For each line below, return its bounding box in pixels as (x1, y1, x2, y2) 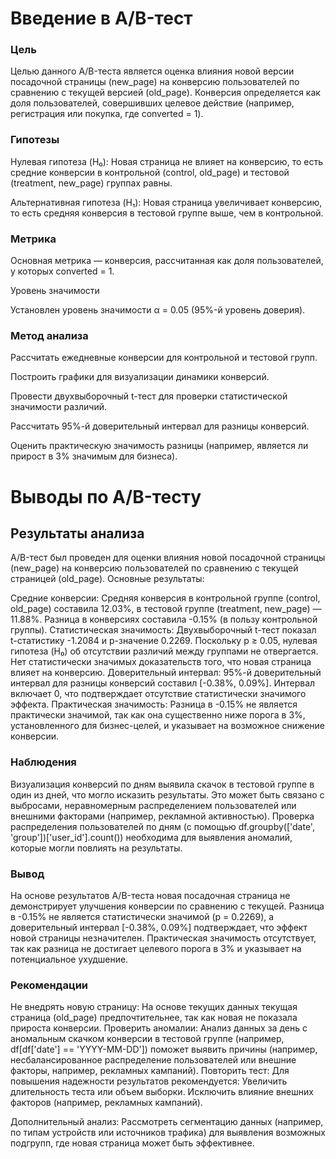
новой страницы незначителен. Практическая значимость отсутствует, (10, 932, 317, 944)
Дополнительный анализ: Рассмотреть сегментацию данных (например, (10, 1116, 324, 1128)
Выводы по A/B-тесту (10, 485, 202, 508)
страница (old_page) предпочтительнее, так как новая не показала (10, 1012, 298, 1024)
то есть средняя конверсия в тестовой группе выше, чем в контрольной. (10, 207, 324, 219)
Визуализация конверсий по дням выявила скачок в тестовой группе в (10, 778, 315, 790)
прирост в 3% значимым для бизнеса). (10, 450, 178, 462)
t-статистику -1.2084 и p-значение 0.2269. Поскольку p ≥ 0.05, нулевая (10, 635, 318, 647)
